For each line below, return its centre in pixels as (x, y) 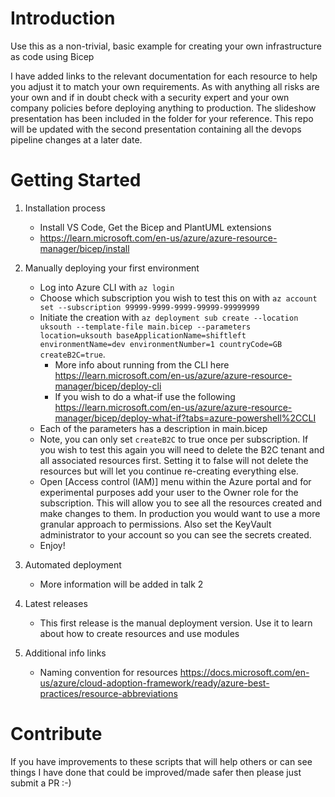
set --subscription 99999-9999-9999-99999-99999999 (149, 307)
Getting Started (76, 180)
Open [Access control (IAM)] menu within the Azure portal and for (175, 481)
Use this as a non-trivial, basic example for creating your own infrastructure (166, 46)
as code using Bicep (52, 56)
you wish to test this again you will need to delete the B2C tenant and (182, 449)
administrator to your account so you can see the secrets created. (175, 534)
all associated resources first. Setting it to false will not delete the (174, 460)
